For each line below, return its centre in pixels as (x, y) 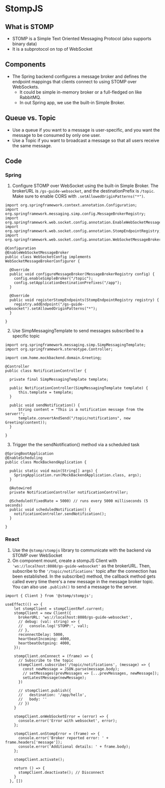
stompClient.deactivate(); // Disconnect (61, 772)
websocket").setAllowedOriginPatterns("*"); (51, 309)
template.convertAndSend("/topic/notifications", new (74, 418)
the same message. (32, 145)
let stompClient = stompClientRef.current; (59, 609)
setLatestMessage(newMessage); (55, 678)
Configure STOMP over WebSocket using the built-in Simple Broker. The (85, 186)
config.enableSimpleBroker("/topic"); (54, 279)
